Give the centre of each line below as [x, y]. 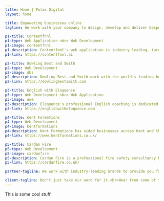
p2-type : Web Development [31, 68]
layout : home [18, 14]
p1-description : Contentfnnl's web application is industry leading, [77, 50]
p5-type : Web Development [31, 149]
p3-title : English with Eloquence [40, 90]
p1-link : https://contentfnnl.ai [39, 54]
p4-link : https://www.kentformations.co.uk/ [51, 135]
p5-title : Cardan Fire [28, 144]
